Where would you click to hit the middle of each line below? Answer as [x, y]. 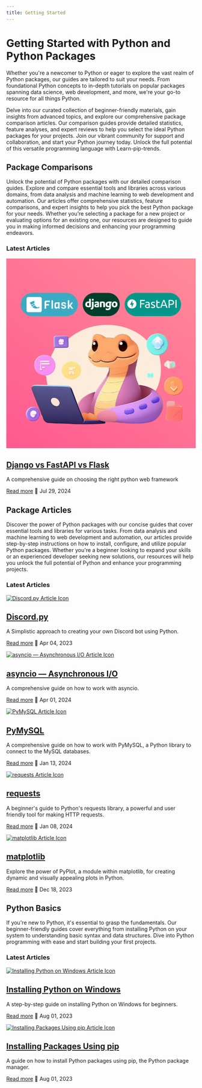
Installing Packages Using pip [63, 1046]
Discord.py [27, 617]
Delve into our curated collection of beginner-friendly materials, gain [91, 110]
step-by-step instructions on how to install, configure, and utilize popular [96, 544]
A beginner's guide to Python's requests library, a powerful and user [91, 808]
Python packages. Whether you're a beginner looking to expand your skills [99, 550]
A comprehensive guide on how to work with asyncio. [73, 688]
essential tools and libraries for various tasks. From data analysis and [92, 531]
